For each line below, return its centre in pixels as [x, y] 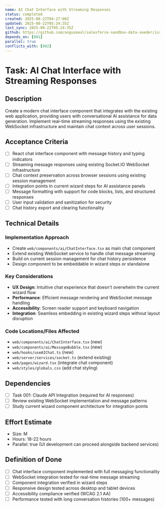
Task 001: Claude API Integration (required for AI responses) [73, 395]
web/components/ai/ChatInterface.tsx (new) [57, 342]
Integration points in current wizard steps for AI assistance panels [79, 186]
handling [21, 303]
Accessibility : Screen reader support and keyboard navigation [75, 308]
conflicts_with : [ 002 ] [28, 46]
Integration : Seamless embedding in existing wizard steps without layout [86, 313]
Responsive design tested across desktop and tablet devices [74, 488]
